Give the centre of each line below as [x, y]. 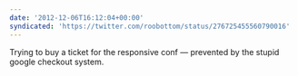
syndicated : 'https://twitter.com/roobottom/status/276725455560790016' [150, 26]
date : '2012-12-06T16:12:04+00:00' [77, 18]
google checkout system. [57, 62]
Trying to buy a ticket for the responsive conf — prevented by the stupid [144, 52]
